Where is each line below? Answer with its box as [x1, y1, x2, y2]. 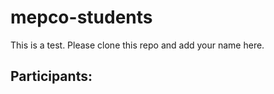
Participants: [10, 68, 93, 85]
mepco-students [10, 6, 153, 29]
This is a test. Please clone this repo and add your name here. [10, 39, 265, 51]
